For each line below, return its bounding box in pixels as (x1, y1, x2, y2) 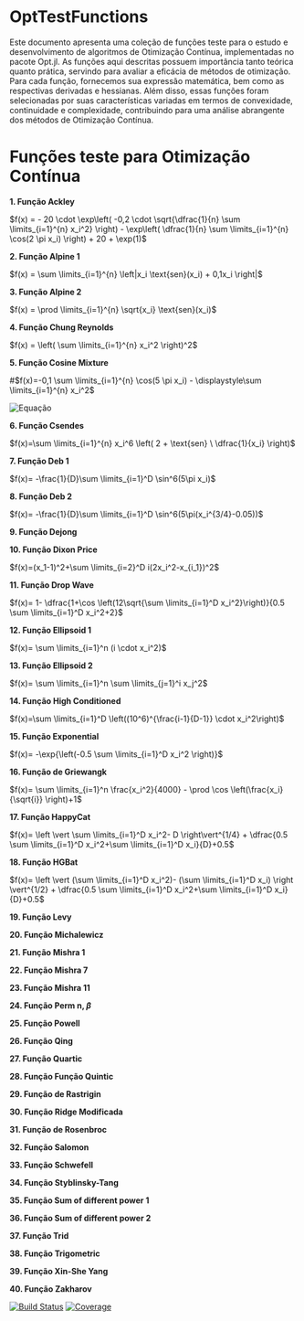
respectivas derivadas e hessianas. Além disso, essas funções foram (9, 85, 269, 96)
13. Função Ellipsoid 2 (9, 660, 93, 671)
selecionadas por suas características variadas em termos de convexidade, (9, 94, 294, 106)
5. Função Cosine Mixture (9, 357, 110, 368)
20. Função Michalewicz (9, 929, 104, 940)
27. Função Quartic (9, 1053, 83, 1064)
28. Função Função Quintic (9, 1071, 114, 1081)
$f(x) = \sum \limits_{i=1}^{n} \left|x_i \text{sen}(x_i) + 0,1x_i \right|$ (9, 268, 263, 280)
